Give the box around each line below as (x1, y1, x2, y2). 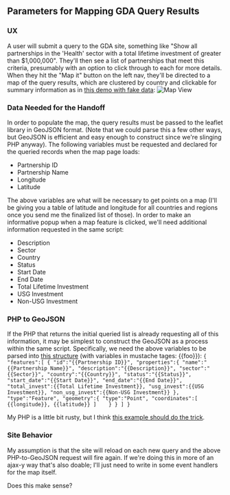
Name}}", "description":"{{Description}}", (50, 365, 176, 372)
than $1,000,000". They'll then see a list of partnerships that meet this (7, 56, 205, 65)
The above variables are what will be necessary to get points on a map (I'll (7, 196, 218, 204)
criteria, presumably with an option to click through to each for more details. (7, 63, 222, 71)
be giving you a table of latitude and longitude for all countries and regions (7, 203, 218, 212)
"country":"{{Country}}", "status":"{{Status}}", (47, 371, 192, 378)
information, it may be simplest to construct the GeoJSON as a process (7, 337, 208, 346)
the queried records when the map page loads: (7, 147, 140, 155)
